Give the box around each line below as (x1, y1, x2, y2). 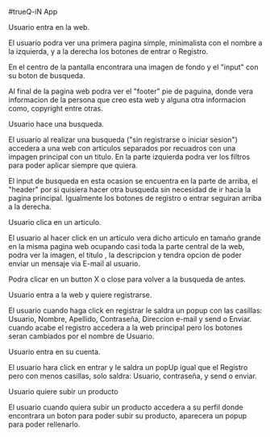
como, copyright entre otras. (8, 104, 103, 113)
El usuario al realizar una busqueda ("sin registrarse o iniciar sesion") (8, 135, 238, 144)
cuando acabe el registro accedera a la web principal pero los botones (8, 323, 243, 332)
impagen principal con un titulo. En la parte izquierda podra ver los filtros (8, 152, 251, 161)
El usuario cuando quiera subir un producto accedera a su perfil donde (8, 402, 243, 412)
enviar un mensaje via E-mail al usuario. (8, 259, 141, 268)
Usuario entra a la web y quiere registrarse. (8, 290, 152, 299)
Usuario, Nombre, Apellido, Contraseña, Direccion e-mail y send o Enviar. (8, 314, 252, 323)
